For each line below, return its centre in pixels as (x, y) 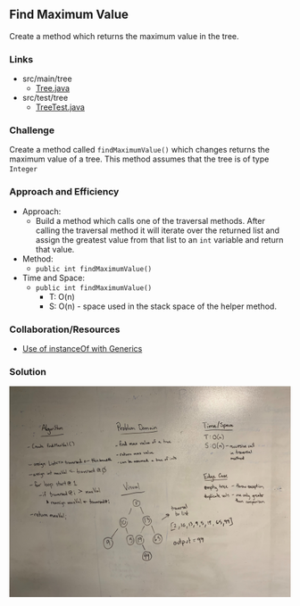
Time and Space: (53, 278)
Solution (28, 371)
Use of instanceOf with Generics (82, 349)
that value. (55, 249)
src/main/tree (47, 79)
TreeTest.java (60, 107)
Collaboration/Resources (65, 329)
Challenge (32, 130)
